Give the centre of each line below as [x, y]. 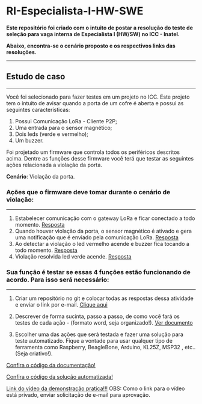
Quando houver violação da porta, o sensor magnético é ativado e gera [103, 231]
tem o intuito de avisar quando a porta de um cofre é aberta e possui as [95, 103]
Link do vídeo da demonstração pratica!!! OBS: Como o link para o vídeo [96, 388]
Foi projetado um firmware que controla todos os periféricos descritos [93, 152]
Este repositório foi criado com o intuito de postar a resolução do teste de [100, 28]
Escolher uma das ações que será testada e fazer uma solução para [99, 334]
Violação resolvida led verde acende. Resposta [73, 257]
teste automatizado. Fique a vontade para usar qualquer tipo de [94, 341]
